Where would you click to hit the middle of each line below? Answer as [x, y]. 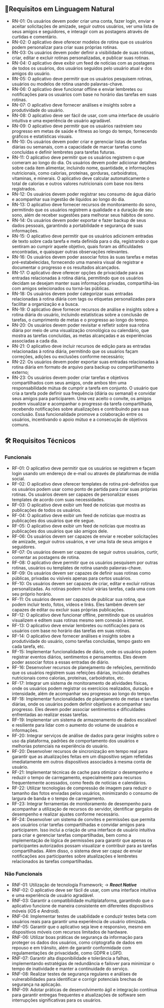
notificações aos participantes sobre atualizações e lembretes [75, 856]
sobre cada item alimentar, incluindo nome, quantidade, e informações [83, 168]
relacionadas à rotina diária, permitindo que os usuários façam [75, 351]
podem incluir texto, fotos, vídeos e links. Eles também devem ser [78, 604]
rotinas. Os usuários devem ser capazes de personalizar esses [75, 494]
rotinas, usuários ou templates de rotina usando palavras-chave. [77, 567]
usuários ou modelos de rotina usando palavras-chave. [68, 84]
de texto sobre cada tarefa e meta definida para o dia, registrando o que [85, 241]
